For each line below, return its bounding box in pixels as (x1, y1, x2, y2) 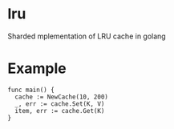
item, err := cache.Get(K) (14, 107, 105, 115)
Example (7, 59, 67, 78)
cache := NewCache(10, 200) (14, 93, 109, 101)
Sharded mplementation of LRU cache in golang (7, 31, 166, 41)
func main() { (7, 86, 55, 94)
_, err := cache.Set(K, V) (14, 99, 105, 108)
